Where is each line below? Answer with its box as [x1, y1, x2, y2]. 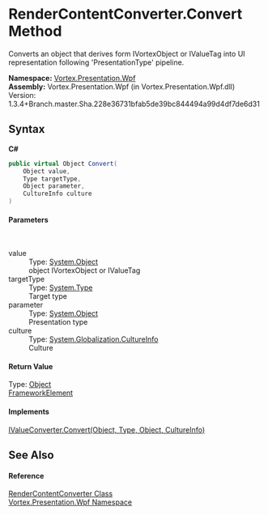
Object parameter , [23, 182, 85, 190]
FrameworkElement [8, 388, 74, 398]
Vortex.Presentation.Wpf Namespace [8, 497, 132, 507]
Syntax [8, 122, 45, 136]
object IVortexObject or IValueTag [28, 266, 141, 275]
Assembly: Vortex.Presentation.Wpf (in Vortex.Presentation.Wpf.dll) [8, 82, 236, 92]
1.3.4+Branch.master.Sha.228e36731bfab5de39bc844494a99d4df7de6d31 [8, 99, 261, 109]
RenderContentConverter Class [8, 489, 113, 499]
